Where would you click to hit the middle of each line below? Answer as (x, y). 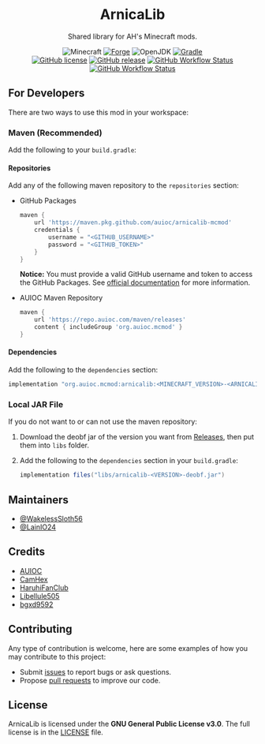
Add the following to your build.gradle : (72, 150)
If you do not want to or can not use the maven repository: (103, 422)
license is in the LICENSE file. (56, 732)
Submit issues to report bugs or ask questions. (95, 671)
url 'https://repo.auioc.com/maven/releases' (110, 320)
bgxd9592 (36, 604)
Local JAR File (36, 404)
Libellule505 (39, 596)
